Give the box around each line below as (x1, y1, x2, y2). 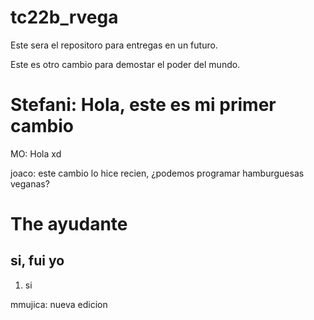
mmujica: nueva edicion (10, 298, 108, 310)
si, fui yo (10, 252, 65, 270)
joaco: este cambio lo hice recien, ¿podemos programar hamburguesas (10, 167, 305, 179)
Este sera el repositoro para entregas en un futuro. (10, 39, 218, 51)
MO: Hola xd (10, 147, 62, 160)
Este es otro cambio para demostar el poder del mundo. (10, 58, 241, 70)
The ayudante (10, 213, 128, 236)
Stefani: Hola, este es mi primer (10, 94, 277, 116)
